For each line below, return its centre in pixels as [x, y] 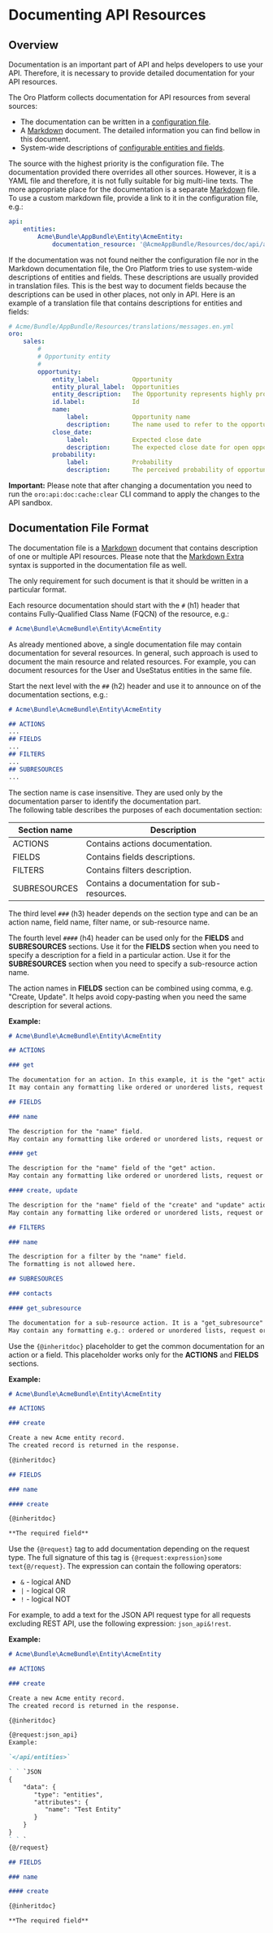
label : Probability [119, 462]
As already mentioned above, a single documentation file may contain [125, 644]
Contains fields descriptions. [140, 856]
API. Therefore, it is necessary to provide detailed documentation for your [132, 73]
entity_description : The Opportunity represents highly [152, 394]
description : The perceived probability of [150, 470]
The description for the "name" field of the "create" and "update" [127, 1205]
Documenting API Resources [107, 15]
